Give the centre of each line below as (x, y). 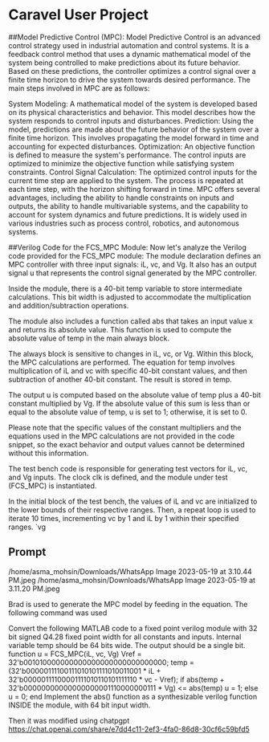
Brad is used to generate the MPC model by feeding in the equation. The (128, 604)
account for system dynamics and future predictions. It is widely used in (128, 214)
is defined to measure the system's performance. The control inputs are (127, 155)
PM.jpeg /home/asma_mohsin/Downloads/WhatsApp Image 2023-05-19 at (132, 580)
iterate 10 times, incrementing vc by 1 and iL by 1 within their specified (124, 518)
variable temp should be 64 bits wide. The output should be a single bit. (127, 645)
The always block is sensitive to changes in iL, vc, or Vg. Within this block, (131, 353)
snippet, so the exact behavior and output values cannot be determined (126, 444)
